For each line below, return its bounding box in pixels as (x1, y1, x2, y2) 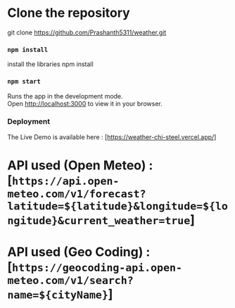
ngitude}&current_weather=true (7, 214, 191, 228)
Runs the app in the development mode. (7, 91, 123, 100)
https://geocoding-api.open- (11, 262, 183, 275)
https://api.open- (11, 174, 120, 188)
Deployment (7, 117, 51, 127)
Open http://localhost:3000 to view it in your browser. (7, 99, 163, 108)
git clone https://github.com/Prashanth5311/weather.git (7, 28, 167, 37)
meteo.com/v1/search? (7, 274, 134, 288)
